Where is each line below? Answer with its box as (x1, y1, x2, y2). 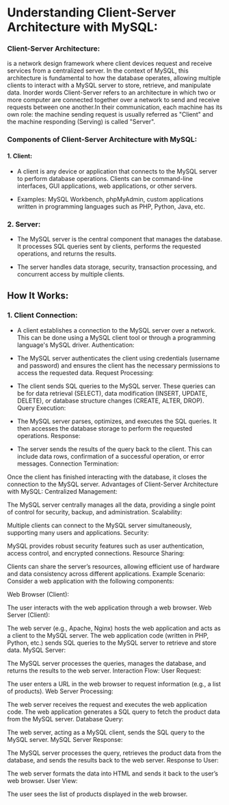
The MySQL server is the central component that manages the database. (16, 235, 222, 243)
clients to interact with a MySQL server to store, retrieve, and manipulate (7, 81, 211, 90)
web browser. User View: (7, 776, 78, 784)
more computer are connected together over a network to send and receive (7, 96, 220, 104)
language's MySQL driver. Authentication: (16, 341, 135, 349)
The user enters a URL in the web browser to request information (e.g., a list (7, 680, 221, 688)
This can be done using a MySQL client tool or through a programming (16, 333, 216, 341)
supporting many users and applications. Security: (7, 528, 149, 536)
